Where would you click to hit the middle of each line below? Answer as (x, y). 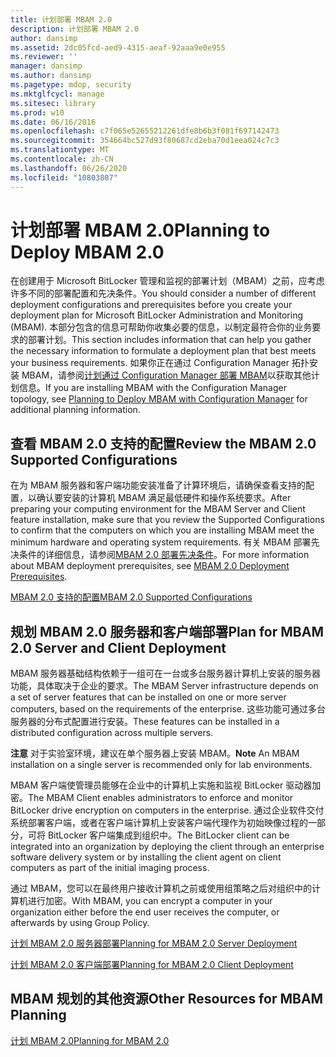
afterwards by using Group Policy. (80, 923)
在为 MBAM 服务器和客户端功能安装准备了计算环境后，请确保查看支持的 (158, 485)
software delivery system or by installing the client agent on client (146, 857)
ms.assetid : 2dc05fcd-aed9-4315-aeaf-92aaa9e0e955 (118, 47)
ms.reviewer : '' (44, 57)
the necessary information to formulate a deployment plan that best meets (163, 351)
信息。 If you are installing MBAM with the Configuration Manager (152, 388)
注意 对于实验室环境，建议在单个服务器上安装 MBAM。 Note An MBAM (155, 753)
